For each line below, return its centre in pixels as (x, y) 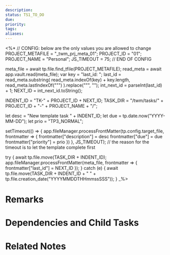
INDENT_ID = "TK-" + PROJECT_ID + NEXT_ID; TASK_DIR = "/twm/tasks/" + (84, 100)
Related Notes (36, 246)
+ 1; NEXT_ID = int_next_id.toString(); (44, 91)
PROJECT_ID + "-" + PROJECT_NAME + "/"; (51, 106)
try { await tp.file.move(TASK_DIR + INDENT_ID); (56, 157)
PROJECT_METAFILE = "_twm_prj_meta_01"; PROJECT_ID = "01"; (74, 54)
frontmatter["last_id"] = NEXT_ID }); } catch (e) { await (62, 168)
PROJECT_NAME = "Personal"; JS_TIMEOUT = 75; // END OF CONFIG (78, 59)
